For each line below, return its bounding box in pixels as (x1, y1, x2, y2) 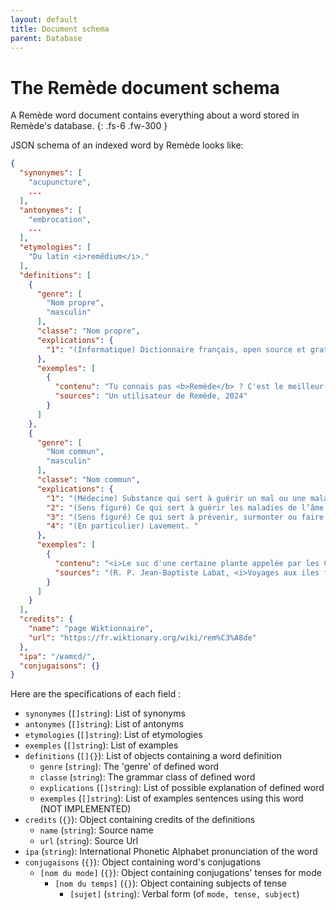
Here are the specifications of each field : (10, 688, 182, 700)
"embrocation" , (28, 214, 92, 225)
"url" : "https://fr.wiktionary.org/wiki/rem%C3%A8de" (28, 632, 257, 643)
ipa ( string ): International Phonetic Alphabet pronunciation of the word (24, 846, 318, 858)
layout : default (10, 14, 78, 25)
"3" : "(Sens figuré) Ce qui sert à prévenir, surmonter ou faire (46, 512, 325, 522)
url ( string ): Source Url (39, 835, 139, 847)
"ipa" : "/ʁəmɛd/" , (19, 651, 97, 661)
